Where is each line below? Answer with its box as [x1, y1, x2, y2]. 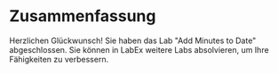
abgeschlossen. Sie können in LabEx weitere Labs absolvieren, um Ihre [9, 44, 269, 55]
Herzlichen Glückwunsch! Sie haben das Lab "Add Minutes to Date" [9, 35, 257, 46]
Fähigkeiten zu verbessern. [9, 54, 109, 64]
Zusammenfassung [9, 6, 156, 26]
